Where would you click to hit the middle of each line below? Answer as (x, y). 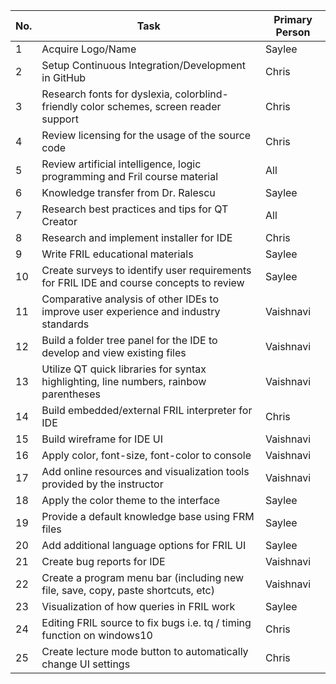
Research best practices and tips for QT (135, 209)
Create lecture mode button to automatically (145, 651)
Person (293, 32)
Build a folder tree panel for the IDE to (129, 340)
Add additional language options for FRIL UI (144, 545)
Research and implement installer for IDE (137, 237)
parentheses (71, 394)
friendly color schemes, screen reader (131, 106)
